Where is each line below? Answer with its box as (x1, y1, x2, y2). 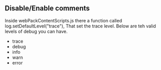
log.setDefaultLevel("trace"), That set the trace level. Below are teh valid (5, 23, 156, 29)
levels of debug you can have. (5, 28, 68, 34)
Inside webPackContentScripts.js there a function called (5, 17, 122, 23)
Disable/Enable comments (5, 4, 90, 13)
